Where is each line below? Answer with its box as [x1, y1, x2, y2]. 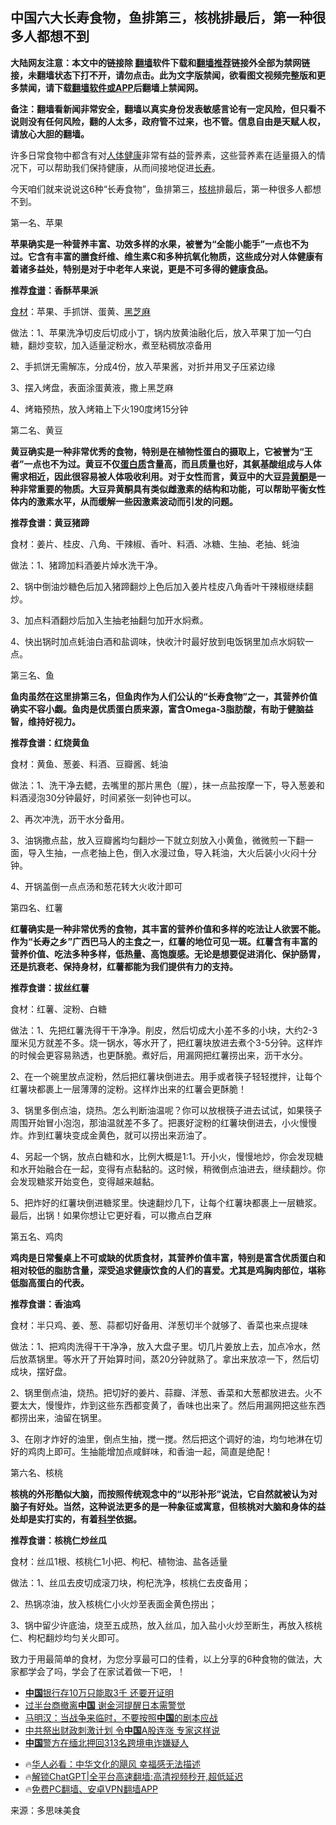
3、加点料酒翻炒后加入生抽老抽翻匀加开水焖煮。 [10, 614, 209, 626]
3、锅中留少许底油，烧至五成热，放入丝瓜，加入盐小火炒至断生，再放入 [10, 1619, 305, 1631]
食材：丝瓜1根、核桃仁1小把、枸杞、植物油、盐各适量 [10, 1555, 228, 1567]
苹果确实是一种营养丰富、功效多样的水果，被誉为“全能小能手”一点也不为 [10, 238, 310, 250]
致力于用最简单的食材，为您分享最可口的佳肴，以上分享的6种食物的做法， [10, 1653, 314, 1665]
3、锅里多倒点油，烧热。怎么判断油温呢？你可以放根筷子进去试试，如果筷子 [10, 1104, 323, 1116]
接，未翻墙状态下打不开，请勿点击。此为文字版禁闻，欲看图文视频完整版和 [10, 69, 317, 81]
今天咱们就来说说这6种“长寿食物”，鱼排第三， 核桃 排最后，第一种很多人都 [10, 183, 313, 195]
